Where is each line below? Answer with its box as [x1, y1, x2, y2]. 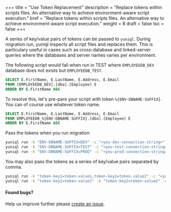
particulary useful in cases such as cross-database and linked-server [5, 47, 151, 52]
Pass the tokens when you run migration [5, 130, 90, 136]
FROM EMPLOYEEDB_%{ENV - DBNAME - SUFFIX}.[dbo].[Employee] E [5, 116, 131, 121]
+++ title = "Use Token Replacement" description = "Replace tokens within [5, 5, 162, 10]
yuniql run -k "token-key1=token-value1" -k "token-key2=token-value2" [5, 178, 160, 183]
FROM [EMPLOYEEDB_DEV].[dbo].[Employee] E [5, 82, 97, 87]
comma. [5, 164, 22, 170]
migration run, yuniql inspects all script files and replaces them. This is [5, 41, 153, 47]
